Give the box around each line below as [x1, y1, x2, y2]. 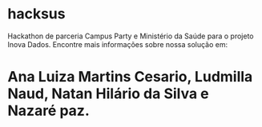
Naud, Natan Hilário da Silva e [7, 85, 209, 103]
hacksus [7, 5, 66, 23]
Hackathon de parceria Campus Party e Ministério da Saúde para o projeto [7, 31, 254, 41]
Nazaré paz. [7, 101, 90, 120]
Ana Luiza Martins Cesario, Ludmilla [7, 68, 253, 86]
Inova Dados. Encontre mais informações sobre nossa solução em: [7, 39, 228, 49]
